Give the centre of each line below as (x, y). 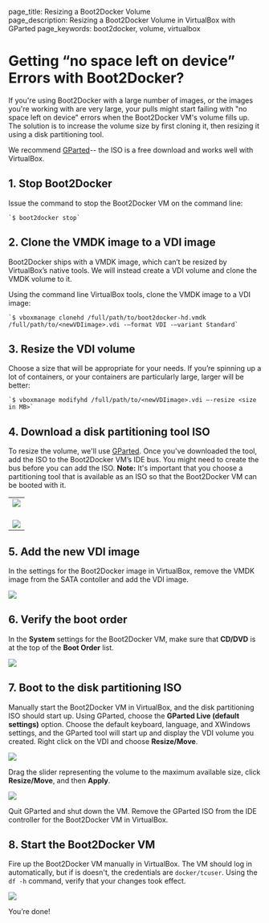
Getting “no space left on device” (122, 61)
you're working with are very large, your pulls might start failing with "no (128, 108)
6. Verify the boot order (68, 620)
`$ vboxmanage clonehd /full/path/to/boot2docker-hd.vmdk (107, 317)
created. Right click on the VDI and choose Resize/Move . (103, 741)
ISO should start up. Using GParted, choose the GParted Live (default (124, 716)
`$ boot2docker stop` (45, 218)
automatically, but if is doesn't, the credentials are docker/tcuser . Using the (133, 872)
